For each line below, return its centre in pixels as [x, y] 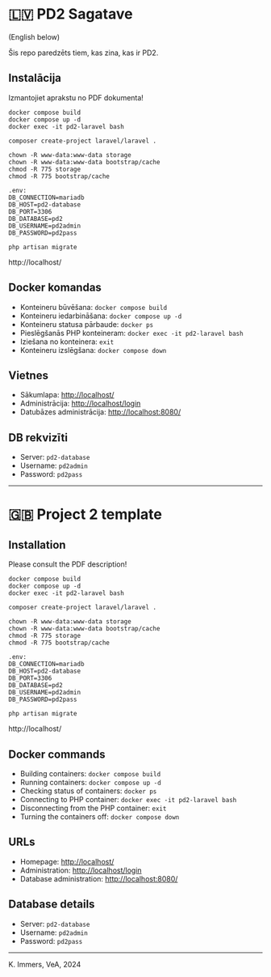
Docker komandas [55, 288]
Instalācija [35, 78]
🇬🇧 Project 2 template [85, 514]
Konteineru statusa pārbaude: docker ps [87, 324]
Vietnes [28, 375]
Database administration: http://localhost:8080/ [99, 878]
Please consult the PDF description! [68, 564]
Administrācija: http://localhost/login [80, 404]
